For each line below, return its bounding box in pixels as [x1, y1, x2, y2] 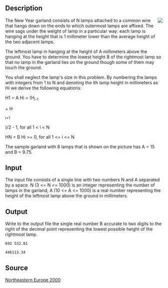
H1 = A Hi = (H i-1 [5, 94, 39, 102]
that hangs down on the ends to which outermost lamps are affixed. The [5, 23, 154, 29]
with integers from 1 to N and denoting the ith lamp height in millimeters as [5, 79, 158, 85]
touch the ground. [5, 64, 42, 70]
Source [5, 263, 28, 272]
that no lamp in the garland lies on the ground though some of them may [5, 59, 154, 65]
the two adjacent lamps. [5, 39, 55, 45]
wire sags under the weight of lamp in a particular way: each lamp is [5, 28, 146, 34]
